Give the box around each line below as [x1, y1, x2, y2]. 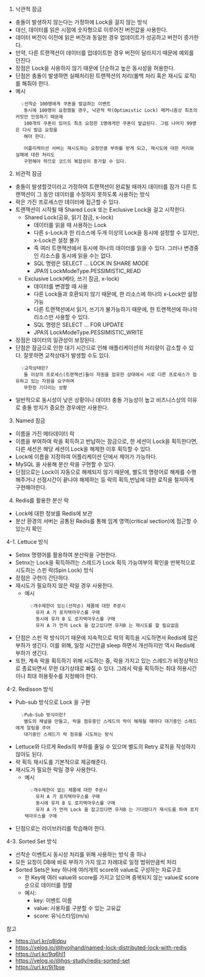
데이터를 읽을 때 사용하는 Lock [33, 222, 107, 228]
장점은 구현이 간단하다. [15, 574, 70, 581]
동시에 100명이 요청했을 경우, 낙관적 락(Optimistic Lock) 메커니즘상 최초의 [23, 107, 198, 114]
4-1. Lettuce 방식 [6, 538, 48, 545]
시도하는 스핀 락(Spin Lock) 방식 [15, 566, 94, 574]
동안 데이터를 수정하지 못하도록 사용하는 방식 [43, 191, 150, 198]
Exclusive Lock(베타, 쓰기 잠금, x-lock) [24, 275, 120, 282]
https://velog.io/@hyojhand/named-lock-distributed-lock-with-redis [15, 944, 187, 951]
